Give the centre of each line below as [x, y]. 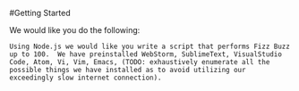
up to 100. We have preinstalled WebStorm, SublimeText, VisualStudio [145, 54]
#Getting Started [40, 13]
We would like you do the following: [75, 30]
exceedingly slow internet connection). [86, 78]
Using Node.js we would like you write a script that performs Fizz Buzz [150, 46]
